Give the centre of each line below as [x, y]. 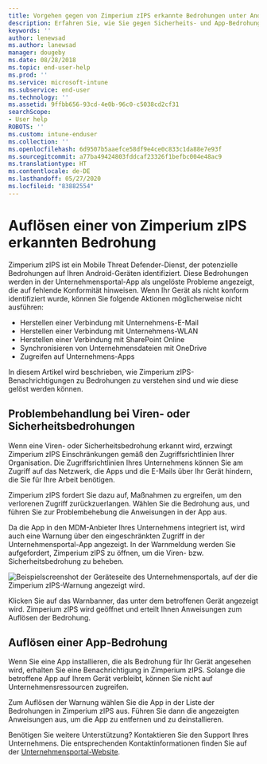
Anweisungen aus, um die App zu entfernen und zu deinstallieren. [116, 719]
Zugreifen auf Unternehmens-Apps [77, 356]
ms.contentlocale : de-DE [49, 171]
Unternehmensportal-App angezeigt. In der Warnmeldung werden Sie [122, 544]
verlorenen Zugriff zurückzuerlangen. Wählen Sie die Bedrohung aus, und [129, 503]
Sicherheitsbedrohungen [72, 426]
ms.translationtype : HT [48, 164]
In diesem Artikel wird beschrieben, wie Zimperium [91, 372]
